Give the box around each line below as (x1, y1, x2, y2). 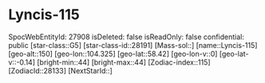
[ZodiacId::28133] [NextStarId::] (8, 65, 113, 75)
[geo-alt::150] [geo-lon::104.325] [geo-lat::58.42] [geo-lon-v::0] (8, 49, 218, 58)
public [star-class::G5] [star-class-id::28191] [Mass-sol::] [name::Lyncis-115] (8, 40, 258, 49)
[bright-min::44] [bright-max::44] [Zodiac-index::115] (37, 57, 211, 67)
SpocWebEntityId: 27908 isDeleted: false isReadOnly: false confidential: (8, 32, 245, 41)
